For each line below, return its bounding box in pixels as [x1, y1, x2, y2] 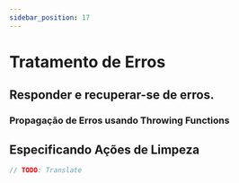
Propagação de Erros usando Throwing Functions [9, 114, 230, 126]
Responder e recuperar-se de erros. [9, 87, 215, 103]
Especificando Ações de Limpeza [9, 142, 200, 157]
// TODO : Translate [9, 165, 83, 175]
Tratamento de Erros [9, 51, 166, 72]
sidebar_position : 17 [9, 13, 91, 22]
